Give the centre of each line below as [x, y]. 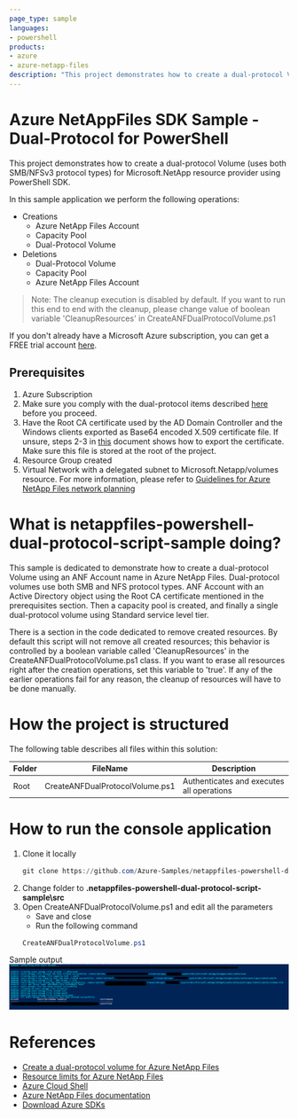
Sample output [36, 960]
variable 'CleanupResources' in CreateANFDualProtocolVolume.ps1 [153, 318]
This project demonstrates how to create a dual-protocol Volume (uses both [148, 163]
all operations [207, 791]
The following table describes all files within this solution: [114, 748]
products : [27, 47]
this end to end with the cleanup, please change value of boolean [150, 309]
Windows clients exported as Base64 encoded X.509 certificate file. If [150, 432]
